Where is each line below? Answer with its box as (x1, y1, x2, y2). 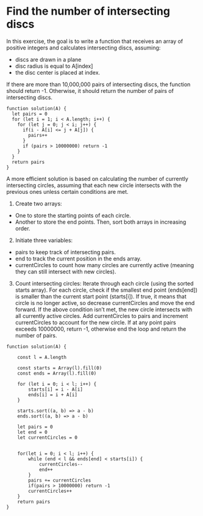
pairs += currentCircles (28, 477, 91, 484)
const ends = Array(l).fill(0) (17, 370, 97, 377)
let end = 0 (17, 429, 48, 435)
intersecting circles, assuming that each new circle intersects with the (6, 182, 182, 189)
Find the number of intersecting (6, 4, 171, 18)
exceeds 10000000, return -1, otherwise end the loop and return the (15, 325, 187, 333)
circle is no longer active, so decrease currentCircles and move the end (15, 299, 195, 306)
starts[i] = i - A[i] (28, 386, 84, 393)
